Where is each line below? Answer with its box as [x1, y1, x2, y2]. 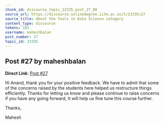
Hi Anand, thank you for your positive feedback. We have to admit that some [5, 79, 159, 86]
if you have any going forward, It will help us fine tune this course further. [5, 95, 153, 101]
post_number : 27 [5, 35, 38, 40]
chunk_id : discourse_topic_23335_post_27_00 [5, 7, 97, 12]
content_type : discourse [5, 21, 56, 26]
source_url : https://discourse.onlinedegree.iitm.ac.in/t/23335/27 [5, 12, 146, 17]
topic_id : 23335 [5, 39, 38, 44]
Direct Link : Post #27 [5, 70, 48, 76]
